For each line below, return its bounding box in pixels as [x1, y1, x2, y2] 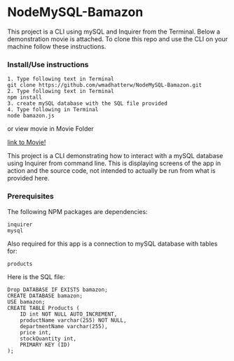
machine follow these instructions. [7, 42, 106, 50]
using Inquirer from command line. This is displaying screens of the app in [7, 159, 221, 168]
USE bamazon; [7, 298, 46, 305]
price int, [20, 329, 52, 336]
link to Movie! [7, 138, 46, 147]
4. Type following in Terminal [7, 106, 99, 113]
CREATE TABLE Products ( [7, 304, 80, 311]
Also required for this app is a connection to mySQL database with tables [7, 239, 218, 248]
